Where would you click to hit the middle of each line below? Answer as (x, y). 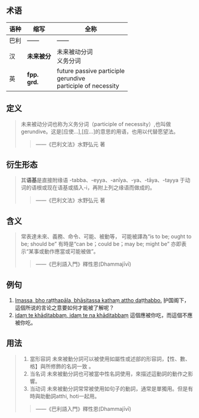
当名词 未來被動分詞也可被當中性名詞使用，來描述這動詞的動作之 (109, 374)
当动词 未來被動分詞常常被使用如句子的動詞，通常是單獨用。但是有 (111, 388)
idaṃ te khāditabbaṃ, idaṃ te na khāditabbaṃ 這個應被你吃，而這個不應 (104, 315)
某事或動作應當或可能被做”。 (64, 251)
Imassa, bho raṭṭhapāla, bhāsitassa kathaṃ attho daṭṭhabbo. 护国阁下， (102, 300)
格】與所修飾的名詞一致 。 (62, 366)
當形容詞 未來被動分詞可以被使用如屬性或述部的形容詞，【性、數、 (110, 359)
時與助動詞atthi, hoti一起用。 (65, 396)
